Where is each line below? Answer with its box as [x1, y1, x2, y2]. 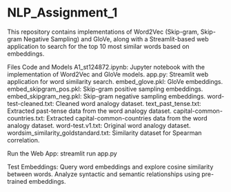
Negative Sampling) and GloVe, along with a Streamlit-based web [23, 34, 209, 43]
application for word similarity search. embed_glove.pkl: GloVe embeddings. [7, 77, 223, 85]
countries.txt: [7, 114, 46, 122]
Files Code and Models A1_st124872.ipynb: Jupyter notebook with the [7, 63, 205, 71]
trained [7, 177, 28, 185]
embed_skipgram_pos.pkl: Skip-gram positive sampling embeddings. [7, 85, 203, 93]
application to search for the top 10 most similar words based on [7, 42, 190, 50]
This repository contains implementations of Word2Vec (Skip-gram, [7, 28, 199, 36]
